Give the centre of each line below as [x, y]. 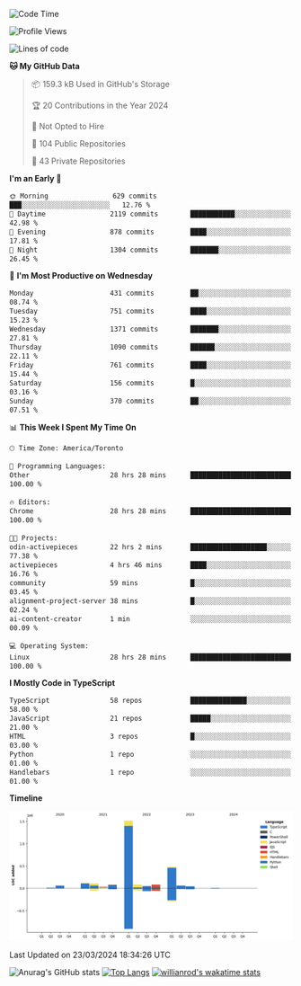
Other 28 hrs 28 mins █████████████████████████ [150, 475]
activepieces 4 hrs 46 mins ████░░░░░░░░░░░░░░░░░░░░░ [150, 565]
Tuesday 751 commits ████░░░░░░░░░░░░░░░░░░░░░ [150, 311]
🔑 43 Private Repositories [78, 161]
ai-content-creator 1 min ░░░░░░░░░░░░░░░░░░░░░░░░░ [150, 619]
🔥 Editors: [30, 502]
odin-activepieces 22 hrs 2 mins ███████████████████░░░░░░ [150, 547]
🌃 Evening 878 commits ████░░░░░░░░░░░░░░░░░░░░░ [150, 232]
